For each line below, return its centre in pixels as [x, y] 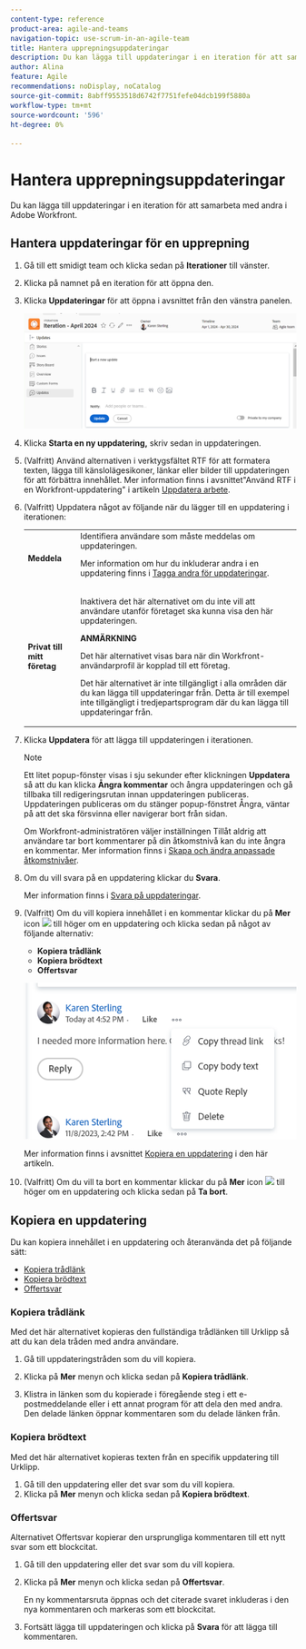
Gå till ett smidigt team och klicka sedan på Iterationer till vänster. [147, 265]
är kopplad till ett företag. [183, 665]
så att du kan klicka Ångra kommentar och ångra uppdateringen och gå [158, 785]
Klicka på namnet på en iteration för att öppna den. [118, 282]
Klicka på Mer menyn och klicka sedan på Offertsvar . [124, 1582]
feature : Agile [39, 77]
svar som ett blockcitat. [54, 1546]
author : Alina [37, 67]
